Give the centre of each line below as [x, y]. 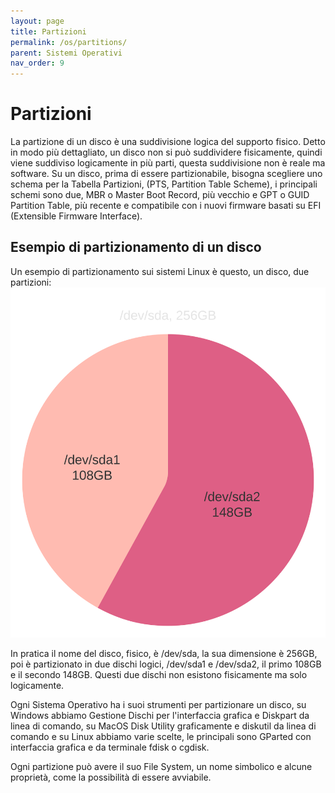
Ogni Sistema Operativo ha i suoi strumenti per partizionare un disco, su [158, 705]
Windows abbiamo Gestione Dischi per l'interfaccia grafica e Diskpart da [160, 716]
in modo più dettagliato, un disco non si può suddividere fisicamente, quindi [166, 152]
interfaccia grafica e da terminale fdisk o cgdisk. [110, 747]
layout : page [37, 21]
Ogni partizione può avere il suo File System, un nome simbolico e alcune [161, 767]
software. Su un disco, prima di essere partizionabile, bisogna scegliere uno [166, 174]
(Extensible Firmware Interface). [76, 216]
